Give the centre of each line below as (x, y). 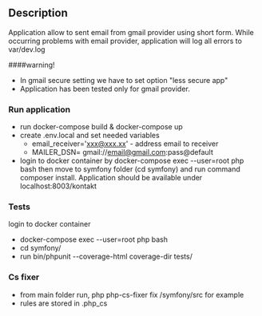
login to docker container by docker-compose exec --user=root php (132, 161)
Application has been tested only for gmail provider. (105, 89)
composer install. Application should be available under (111, 178)
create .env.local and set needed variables (89, 136)
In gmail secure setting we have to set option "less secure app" (124, 80)
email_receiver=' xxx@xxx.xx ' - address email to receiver (125, 144)
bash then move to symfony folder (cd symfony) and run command (130, 169)
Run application (39, 109)
